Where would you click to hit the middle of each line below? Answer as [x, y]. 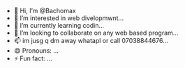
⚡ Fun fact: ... [33, 58]
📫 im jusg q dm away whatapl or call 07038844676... [91, 41]
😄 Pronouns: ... [36, 51]
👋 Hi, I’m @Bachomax [45, 11]
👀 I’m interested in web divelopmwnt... [69, 18]
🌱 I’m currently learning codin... [59, 25]
